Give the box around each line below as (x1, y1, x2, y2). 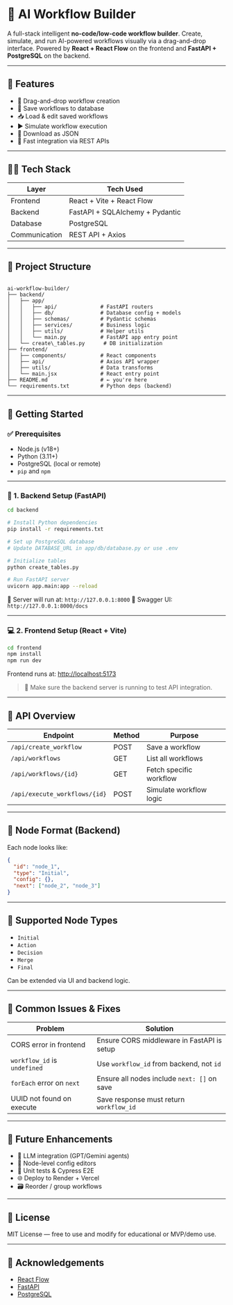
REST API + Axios (69, 230, 126, 239)
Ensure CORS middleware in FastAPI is (96, 1035, 222, 1045)
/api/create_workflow (10, 743, 82, 751)
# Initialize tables (7, 557, 67, 564)
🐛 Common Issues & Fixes (7, 1003, 121, 1015)
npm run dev (7, 657, 42, 664)
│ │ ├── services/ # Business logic (7, 322, 150, 329)
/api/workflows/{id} (10, 770, 78, 778)
